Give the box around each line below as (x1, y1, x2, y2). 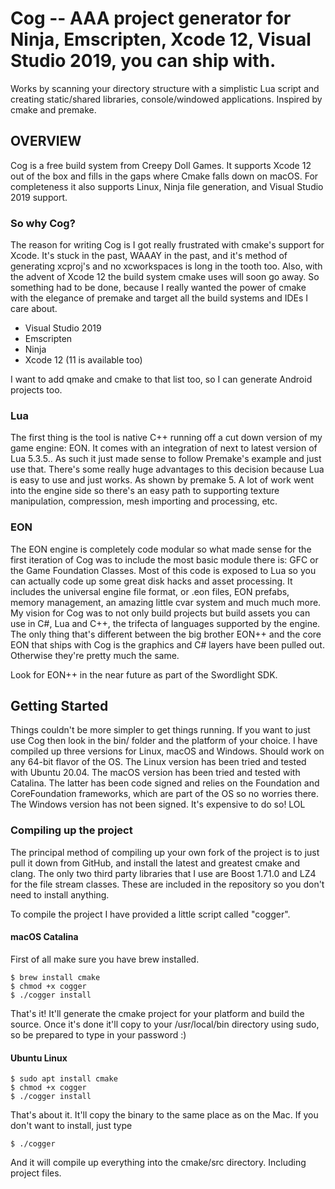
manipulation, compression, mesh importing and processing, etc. (10, 495, 278, 507)
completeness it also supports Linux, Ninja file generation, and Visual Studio (10, 180, 324, 192)
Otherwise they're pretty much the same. (10, 649, 180, 661)
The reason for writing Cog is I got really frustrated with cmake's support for (10, 239, 325, 251)
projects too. (10, 384, 63, 396)
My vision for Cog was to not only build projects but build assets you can (10, 607, 311, 619)
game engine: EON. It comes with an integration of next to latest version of (10, 442, 318, 454)
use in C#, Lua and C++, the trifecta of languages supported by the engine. (10, 617, 321, 629)
